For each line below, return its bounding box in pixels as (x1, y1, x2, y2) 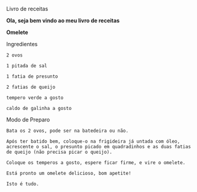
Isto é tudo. (6, 181, 39, 187)
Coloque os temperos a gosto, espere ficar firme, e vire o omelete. (6, 160, 186, 166)
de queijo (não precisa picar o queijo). (6, 149, 113, 155)
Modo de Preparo (6, 116, 50, 123)
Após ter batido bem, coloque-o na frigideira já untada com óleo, (6, 139, 181, 145)
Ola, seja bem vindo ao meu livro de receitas (6, 17, 120, 24)
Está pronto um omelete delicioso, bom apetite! (6, 170, 132, 176)
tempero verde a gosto (6, 95, 64, 101)
